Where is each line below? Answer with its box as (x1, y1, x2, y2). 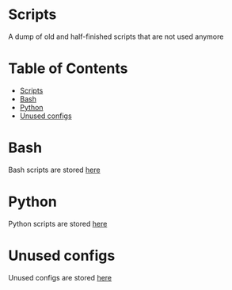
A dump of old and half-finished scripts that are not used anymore (8, 32, 224, 41)
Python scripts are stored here (8, 219, 108, 228)
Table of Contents (8, 59, 128, 78)
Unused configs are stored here (8, 273, 112, 282)
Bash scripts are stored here (8, 165, 101, 174)
